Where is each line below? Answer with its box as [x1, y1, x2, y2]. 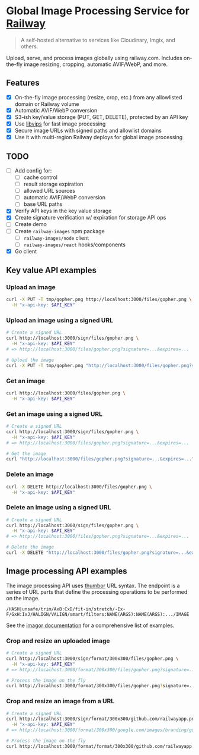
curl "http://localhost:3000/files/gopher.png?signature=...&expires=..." [6, 456, 195, 462]
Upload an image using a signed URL [6, 317, 114, 325]
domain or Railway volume [14, 100, 79, 108]
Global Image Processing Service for [6, 4, 190, 18]
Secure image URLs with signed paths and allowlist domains [14, 127, 162, 134]
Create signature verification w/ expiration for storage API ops [14, 214, 166, 221]
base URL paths [23, 201, 63, 208]
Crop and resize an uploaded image [6, 637, 111, 645]
